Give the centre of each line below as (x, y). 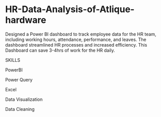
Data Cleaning (20, 109)
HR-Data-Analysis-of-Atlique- (70, 9)
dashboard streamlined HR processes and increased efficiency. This (76, 45)
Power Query (19, 80)
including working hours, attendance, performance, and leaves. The (76, 40)
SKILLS (13, 60)
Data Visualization (24, 99)
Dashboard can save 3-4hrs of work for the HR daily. (60, 50)
